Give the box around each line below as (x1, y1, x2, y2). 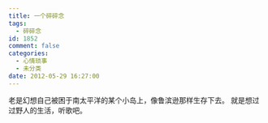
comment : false (8, 42, 60, 50)
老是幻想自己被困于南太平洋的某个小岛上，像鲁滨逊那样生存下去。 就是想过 (8, 95, 260, 105)
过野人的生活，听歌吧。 (8, 105, 87, 115)
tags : (8, 19, 27, 28)
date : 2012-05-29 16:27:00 (8, 72, 100, 80)
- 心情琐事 (15, 57, 48, 66)
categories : (8, 49, 49, 57)
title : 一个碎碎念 (8, 11, 65, 20)
